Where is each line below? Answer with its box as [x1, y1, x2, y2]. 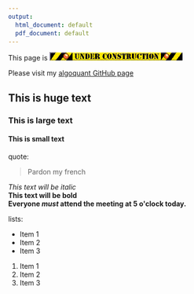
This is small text [8, 134, 65, 144]
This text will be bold [8, 190, 77, 200]
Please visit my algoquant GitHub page [8, 68, 134, 78]
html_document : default [15, 20, 93, 29]
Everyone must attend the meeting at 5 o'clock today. [8, 199, 187, 208]
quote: [8, 152, 29, 161]
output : [8, 13, 34, 20]
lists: [8, 214, 24, 223]
